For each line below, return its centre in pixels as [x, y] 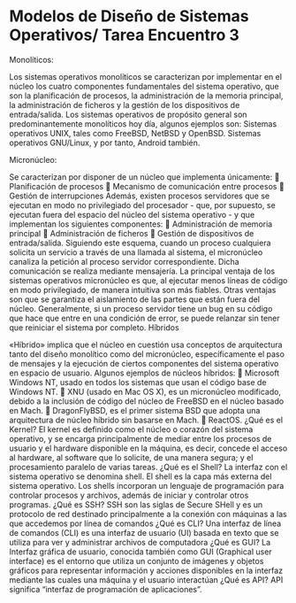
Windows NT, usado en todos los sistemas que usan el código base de [138, 382]
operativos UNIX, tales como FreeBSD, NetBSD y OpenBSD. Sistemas [135, 133]
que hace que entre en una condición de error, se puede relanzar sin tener [144, 318]
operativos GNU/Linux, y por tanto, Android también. [105, 143]
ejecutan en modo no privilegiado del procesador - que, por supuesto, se [142, 205]
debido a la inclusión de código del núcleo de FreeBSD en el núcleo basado [147, 401]
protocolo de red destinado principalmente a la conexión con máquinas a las [148, 514]
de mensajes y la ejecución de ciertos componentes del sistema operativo [144, 363]
